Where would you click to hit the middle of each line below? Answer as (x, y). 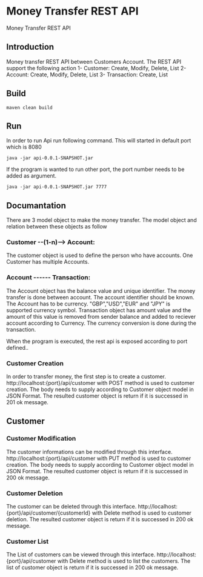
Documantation (36, 205)
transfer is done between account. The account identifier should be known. (100, 297)
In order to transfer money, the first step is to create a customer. (86, 376)
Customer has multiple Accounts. (48, 262)
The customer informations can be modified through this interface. (89, 452)
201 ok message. (27, 402)
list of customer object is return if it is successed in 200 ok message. (92, 567)
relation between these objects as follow (57, 227)
